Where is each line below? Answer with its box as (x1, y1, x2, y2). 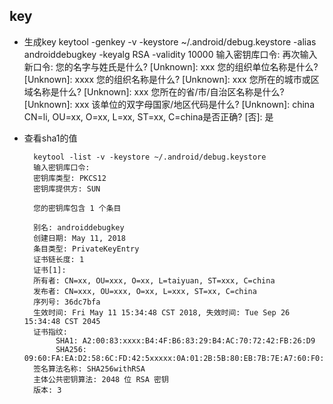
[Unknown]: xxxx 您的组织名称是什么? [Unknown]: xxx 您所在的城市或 (23, 73, 311, 85)
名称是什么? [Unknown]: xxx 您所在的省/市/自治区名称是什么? (32, 85, 285, 98)
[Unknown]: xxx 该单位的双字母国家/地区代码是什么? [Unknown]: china (23, 98, 315, 110)
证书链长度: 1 (33, 254, 85, 264)
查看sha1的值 (23, 132, 78, 144)
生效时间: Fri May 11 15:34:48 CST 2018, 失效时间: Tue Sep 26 (33, 307, 291, 318)
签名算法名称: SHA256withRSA (33, 364, 146, 374)
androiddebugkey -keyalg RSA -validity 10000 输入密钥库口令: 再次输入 (23, 48, 318, 60)
